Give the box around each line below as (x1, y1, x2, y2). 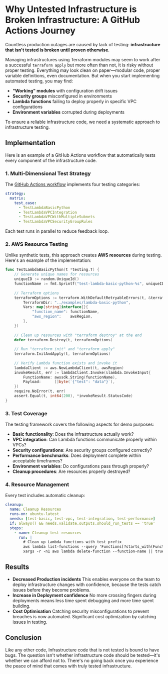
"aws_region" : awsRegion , (31, 314, 93, 319)
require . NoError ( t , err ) (14, 389, 66, 394)
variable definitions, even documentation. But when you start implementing (5, 72, 160, 78)
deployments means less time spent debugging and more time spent (12, 597, 154, 604)
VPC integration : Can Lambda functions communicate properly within (12, 436, 157, 443)
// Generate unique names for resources (14, 272, 99, 277)
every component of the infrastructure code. (5, 157, 97, 163)
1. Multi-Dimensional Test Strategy (5, 170, 91, 177)
